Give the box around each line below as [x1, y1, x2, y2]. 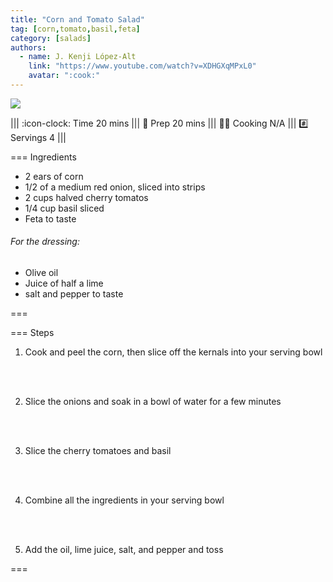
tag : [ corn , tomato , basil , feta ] [10, 24, 141, 34]
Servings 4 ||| [10, 131, 67, 143]
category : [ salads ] [10, 33, 92, 43]
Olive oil [24, 267, 59, 279]
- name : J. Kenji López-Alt [19, 52, 137, 62]
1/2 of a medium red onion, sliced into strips [24, 181, 206, 193]
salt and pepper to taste [24, 288, 124, 300]
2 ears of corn [24, 170, 84, 182]
